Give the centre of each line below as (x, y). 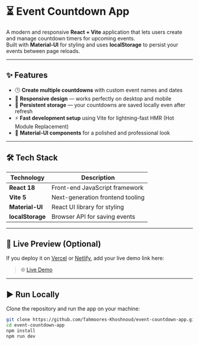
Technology (28, 177)
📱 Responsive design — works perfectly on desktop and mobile (93, 98)
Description (98, 177)
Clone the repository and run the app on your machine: (73, 309)
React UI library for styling (88, 207)
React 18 (22, 187)
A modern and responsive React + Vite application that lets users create (94, 32)
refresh (24, 111)
